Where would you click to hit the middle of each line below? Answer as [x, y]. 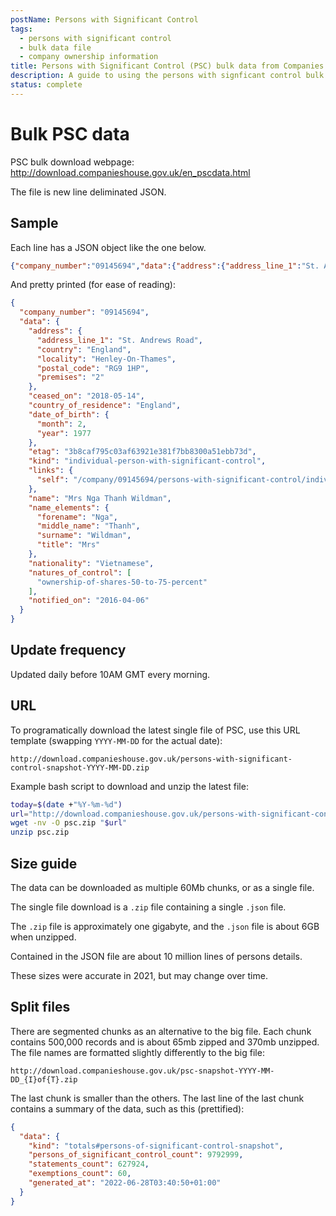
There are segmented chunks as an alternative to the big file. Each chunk [161, 1031]
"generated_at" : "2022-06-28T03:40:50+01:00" [125, 1183]
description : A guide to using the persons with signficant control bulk [167, 76]
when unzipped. [43, 937]
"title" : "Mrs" [68, 545]
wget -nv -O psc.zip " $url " [69, 823]
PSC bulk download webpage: [72, 162]
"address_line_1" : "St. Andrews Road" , [119, 340]
